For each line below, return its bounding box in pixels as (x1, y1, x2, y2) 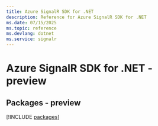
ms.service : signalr (6, 36, 57, 42)
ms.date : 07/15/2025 (6, 20, 57, 25)
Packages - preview (6, 98, 81, 108)
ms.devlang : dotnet (6, 31, 54, 37)
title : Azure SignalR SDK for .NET (6, 8, 94, 15)
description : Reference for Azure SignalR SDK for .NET (6, 14, 147, 20)
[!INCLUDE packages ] (6, 114, 60, 120)
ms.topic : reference (6, 25, 57, 31)
